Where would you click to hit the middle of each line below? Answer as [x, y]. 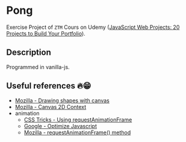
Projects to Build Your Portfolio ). [46, 33]
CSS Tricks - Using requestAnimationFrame [78, 119]
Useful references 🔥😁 [49, 86]
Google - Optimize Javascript [60, 126]
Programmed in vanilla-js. [38, 67]
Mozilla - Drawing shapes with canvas [62, 100]
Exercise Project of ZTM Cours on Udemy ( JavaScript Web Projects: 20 [93, 27]
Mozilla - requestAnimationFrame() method [77, 132]
